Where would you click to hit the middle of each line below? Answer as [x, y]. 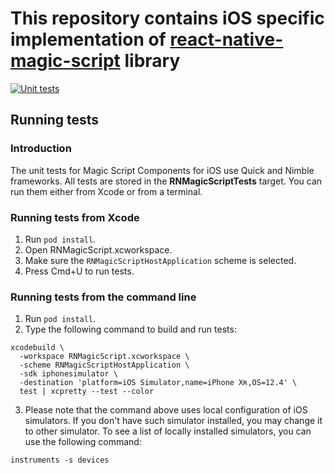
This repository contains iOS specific [167, 18]
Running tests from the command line [103, 297]
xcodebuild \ [37, 348]
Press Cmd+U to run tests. [79, 271]
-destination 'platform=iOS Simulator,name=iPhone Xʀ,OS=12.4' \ [158, 383]
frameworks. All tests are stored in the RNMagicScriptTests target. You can [166, 181]
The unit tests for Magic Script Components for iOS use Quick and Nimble [162, 170]
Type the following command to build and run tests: [130, 329]
